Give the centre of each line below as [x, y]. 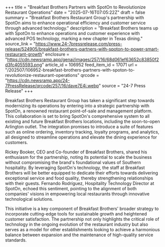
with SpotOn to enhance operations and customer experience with [73, 33]
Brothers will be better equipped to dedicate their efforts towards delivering [82, 173]
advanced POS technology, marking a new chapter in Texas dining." [74, 38]
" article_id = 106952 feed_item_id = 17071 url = [90, 65]
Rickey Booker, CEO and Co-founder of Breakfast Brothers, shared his [76, 152]
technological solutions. [29, 199]
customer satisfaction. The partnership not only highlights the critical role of [82, 219]
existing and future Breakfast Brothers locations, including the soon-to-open [82, 121]
